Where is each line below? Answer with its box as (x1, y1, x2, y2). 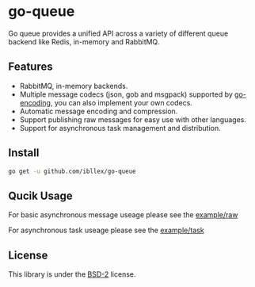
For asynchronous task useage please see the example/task (8, 225, 204, 235)
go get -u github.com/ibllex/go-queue (8, 167, 136, 175)
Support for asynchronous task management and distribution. (19, 123, 221, 132)
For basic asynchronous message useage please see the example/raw (8, 210, 238, 220)
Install (8, 146, 40, 160)
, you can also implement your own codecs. (50, 98, 192, 107)
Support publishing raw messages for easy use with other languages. (19, 114, 247, 124)
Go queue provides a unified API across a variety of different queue (8, 29, 229, 38)
